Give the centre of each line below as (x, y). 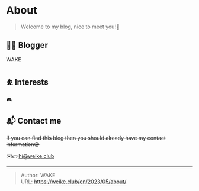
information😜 (23, 144)
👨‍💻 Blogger (27, 45)
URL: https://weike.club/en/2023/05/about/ (73, 182)
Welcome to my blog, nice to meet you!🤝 (70, 27)
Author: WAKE (38, 176)
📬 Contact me (34, 121)
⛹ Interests (27, 82)
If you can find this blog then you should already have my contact (86, 138)
